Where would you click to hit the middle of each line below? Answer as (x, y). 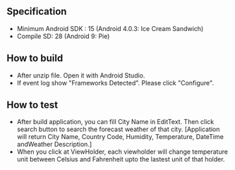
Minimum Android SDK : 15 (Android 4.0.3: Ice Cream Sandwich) (110, 28)
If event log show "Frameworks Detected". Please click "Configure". (115, 83)
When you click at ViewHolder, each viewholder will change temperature (122, 152)
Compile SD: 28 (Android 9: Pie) (63, 36)
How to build (35, 58)
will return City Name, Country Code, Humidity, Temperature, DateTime (120, 137)
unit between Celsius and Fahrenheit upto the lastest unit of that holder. (121, 159)
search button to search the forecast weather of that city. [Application (118, 129)
